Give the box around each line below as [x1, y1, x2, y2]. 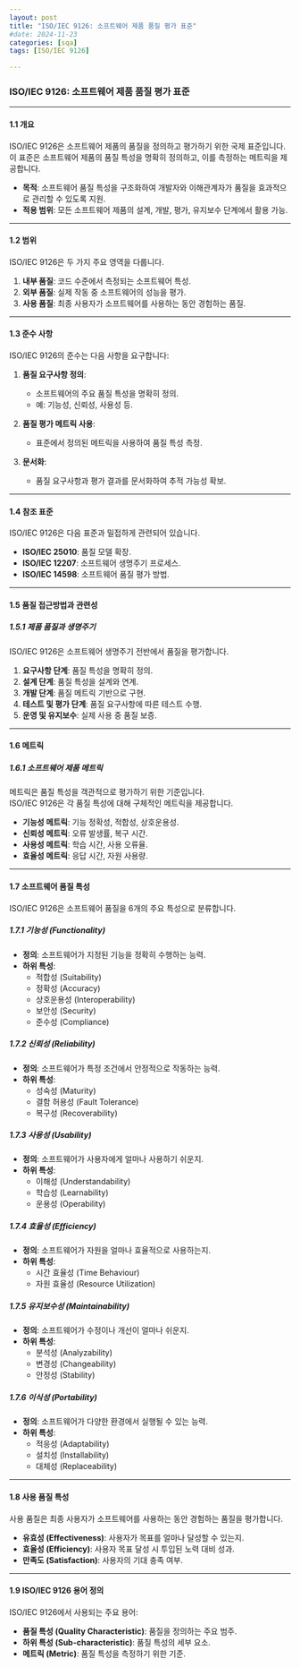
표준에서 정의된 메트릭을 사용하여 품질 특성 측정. [35, 438, 203, 449]
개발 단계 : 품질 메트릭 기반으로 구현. [21, 687, 146, 698]
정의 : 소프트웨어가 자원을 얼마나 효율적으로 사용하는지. [21, 1245, 212, 1256]
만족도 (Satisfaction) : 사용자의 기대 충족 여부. [21, 1554, 183, 1565]
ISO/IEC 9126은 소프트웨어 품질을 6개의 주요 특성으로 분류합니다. [9, 902, 237, 913]
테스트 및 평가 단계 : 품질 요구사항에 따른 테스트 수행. [21, 698, 203, 709]
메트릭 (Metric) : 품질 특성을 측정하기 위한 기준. [21, 1648, 186, 1659]
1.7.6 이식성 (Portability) [9, 1392, 98, 1402]
